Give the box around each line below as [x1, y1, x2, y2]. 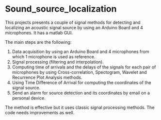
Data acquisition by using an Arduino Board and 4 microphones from [12, 49, 149, 54]
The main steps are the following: [5, 39, 72, 45]
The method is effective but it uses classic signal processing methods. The [5, 104, 155, 110]
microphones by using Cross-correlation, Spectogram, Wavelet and [12, 69, 147, 75]
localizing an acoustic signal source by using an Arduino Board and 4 [5, 24, 143, 30]
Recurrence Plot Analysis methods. [12, 74, 82, 80]
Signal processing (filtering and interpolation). [12, 59, 104, 65]
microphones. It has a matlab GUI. [5, 30, 73, 35]
